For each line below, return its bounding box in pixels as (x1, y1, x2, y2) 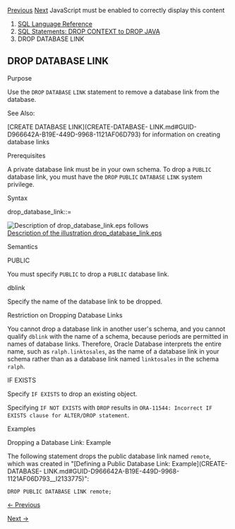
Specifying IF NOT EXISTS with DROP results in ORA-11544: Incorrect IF (7, 403, 213, 412)
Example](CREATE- (171, 459, 228, 467)
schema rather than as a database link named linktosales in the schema (7, 354, 219, 363)
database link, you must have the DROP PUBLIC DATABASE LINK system (7, 173, 203, 181)
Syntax (7, 194, 28, 202)
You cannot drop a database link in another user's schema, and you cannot (7, 325, 226, 333)
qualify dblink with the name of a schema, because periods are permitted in (7, 332, 229, 340)
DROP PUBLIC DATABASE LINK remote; (7, 488, 112, 495)
